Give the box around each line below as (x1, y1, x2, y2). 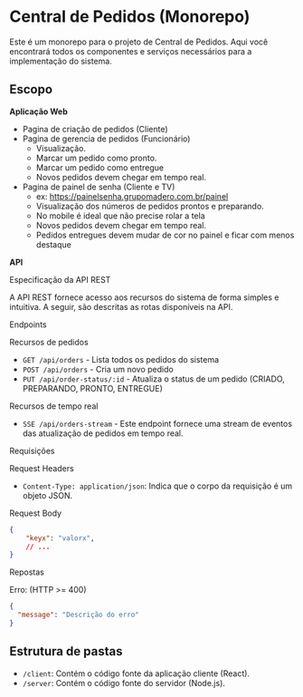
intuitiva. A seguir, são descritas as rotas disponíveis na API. (9, 301, 233, 312)
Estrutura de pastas (9, 644, 123, 659)
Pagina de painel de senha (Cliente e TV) (22, 181, 175, 192)
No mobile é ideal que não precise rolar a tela (35, 210, 205, 221)
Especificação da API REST (9, 274, 111, 285)
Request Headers (9, 462, 74, 473)
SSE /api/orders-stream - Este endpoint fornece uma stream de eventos (22, 418, 292, 429)
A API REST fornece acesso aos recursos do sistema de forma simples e (9, 292, 279, 303)
